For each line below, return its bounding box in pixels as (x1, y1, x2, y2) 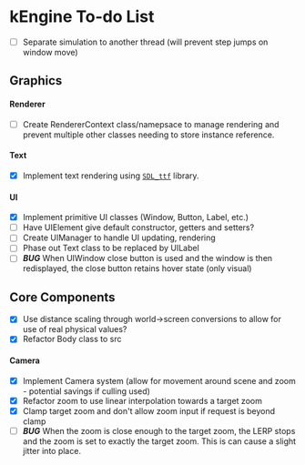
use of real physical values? (22, 324, 127, 335)
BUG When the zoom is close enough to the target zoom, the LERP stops (22, 425, 296, 436)
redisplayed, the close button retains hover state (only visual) (22, 263, 252, 274)
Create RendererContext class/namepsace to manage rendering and (22, 118, 280, 129)
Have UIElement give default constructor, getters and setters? (22, 222, 255, 233)
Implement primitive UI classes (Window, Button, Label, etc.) (22, 212, 249, 223)
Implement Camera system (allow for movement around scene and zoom (22, 375, 296, 386)
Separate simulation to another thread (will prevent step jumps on (22, 36, 269, 47)
